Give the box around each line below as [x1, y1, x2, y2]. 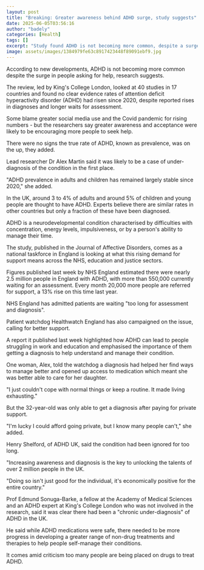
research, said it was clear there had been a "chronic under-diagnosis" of [6, 508, 190, 515]
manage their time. [6, 232, 53, 239]
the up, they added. [6, 146, 56, 153]
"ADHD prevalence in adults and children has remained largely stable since [6, 176, 194, 183]
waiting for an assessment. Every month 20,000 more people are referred [6, 281, 191, 289]
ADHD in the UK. [6, 515, 48, 522]
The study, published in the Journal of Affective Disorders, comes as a [6, 244, 183, 251]
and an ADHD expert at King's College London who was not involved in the [6, 502, 194, 509]
